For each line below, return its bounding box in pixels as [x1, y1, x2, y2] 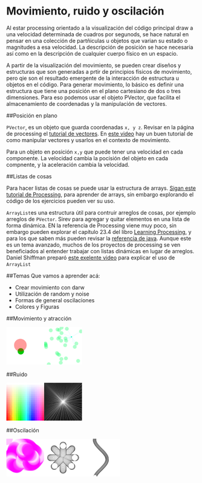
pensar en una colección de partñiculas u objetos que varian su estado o [6, 37, 188, 44]
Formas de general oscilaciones [15, 296, 95, 303]
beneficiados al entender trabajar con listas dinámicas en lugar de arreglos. [6, 247, 195, 254]
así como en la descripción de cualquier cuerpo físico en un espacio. [6, 50, 178, 57]
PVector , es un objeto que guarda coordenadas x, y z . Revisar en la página [6, 123, 195, 131]
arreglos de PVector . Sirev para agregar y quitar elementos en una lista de [6, 215, 191, 222]
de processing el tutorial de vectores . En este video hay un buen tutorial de [6, 130, 194, 137]
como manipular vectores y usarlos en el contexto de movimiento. [6, 136, 171, 143]
